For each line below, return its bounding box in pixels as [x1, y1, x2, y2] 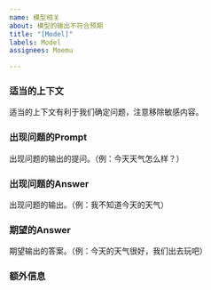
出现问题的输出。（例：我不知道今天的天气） [9, 199, 168, 210]
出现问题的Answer [9, 177, 90, 189]
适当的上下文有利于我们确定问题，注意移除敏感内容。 [9, 107, 204, 117]
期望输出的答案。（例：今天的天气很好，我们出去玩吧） [9, 246, 207, 256]
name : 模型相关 [9, 12, 60, 22]
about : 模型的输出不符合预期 [9, 21, 104, 30]
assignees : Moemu [9, 46, 74, 55]
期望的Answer [9, 223, 71, 236]
